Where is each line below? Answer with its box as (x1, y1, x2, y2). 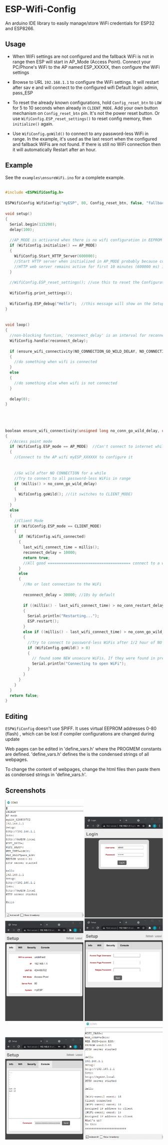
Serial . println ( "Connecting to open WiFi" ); (31, 661, 126, 666)
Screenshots (5, 786, 46, 795)
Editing (5, 712, 28, 721)
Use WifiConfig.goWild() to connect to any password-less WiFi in (12, 131, 149, 137)
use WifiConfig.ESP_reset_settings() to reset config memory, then (12, 115, 152, 121)
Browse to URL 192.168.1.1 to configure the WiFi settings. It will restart (12, 79, 159, 85)
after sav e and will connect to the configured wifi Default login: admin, (12, 84, 158, 90)
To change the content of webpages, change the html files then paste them (5, 767, 160, 773)
